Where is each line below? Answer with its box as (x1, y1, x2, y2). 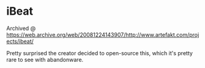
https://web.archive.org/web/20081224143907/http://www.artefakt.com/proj (6, 31, 199, 38)
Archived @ (6, 25, 36, 32)
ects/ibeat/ (6, 37, 34, 45)
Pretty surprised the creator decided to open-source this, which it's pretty (6, 49, 193, 56)
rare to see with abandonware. (6, 56, 84, 63)
